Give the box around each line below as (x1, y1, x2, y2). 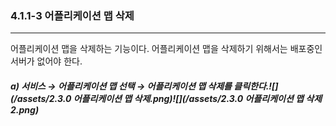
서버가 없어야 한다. (10, 55, 83, 67)
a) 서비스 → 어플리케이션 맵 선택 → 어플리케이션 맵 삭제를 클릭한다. (10, 80, 270, 92)
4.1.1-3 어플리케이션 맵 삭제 (10, 8, 135, 22)
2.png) (10, 103, 40, 116)
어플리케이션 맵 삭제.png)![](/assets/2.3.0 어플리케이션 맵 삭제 (73, 92, 323, 104)
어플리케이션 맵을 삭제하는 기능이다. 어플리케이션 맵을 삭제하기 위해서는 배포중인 (10, 43, 323, 55)
